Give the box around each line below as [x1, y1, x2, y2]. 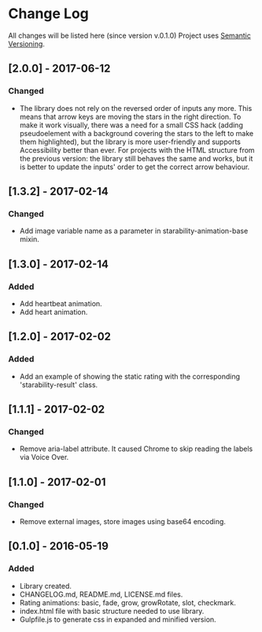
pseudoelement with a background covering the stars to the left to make [19, 128, 254, 138]
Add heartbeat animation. [19, 299, 102, 308]
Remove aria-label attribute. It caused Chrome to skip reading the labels [19, 444, 253, 453]
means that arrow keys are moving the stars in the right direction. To [19, 112, 242, 121]
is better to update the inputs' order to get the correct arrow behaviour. [19, 162, 250, 172]
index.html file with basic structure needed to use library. [19, 606, 205, 615]
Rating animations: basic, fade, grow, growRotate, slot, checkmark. [19, 597, 236, 607]
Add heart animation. [19, 308, 88, 316]
